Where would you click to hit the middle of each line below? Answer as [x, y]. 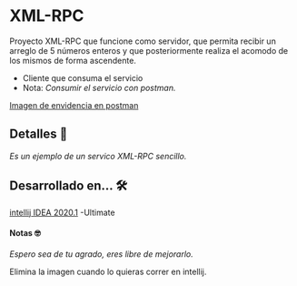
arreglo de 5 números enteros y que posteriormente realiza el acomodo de [149, 50]
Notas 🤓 [25, 233]
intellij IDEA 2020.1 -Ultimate [62, 212]
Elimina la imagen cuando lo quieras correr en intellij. [108, 271]
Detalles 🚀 [39, 134]
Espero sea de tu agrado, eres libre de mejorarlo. [101, 254]
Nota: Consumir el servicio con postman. [99, 87]
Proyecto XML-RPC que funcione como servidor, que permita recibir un [143, 41]
